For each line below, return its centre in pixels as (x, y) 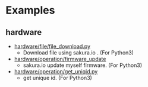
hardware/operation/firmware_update (60, 59)
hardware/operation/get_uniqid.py (56, 71)
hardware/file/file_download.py (52, 46)
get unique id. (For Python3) (58, 78)
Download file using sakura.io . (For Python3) (78, 53)
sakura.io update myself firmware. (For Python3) (83, 65)
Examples (30, 10)
